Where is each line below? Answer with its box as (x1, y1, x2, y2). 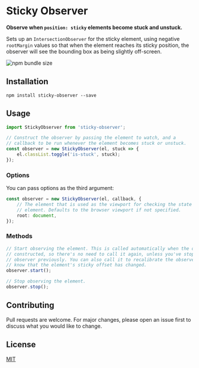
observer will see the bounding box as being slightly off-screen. (6, 47, 162, 55)
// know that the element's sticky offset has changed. (6, 262, 147, 268)
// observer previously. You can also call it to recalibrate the (6, 256, 174, 262)
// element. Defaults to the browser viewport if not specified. (17, 207, 182, 213)
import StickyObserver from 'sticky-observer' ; (6, 124, 126, 130)
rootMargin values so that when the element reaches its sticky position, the (6, 42, 190, 49)
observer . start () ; (6, 268, 52, 274)
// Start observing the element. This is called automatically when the (6, 245, 190, 252)
